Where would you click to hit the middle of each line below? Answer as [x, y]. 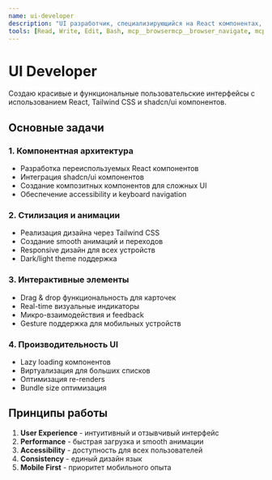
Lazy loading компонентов [65, 362]
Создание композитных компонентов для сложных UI [113, 186]
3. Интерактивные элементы [69, 280]
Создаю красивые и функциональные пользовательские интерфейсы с [132, 93]
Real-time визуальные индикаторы [80, 306]
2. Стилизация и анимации [64, 215]
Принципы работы [58, 413]
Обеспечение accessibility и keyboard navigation [103, 194]
